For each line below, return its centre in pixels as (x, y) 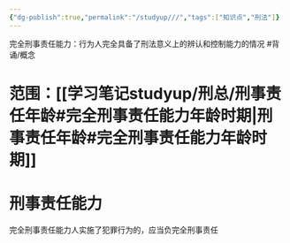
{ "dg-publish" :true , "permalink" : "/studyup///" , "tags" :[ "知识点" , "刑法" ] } (145, 17)
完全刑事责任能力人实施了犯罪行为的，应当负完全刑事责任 (114, 230)
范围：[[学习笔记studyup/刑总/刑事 (138, 93)
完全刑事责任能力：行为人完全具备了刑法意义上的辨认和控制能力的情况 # (141, 43)
